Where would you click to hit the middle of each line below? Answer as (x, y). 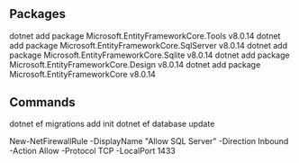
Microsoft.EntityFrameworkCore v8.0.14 (82, 74)
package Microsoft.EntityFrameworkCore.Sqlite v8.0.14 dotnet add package (149, 55)
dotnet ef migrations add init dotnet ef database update (112, 124)
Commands (43, 102)
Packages (37, 14)
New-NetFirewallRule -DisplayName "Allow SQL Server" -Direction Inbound (149, 141)
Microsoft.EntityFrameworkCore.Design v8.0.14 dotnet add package (135, 64)
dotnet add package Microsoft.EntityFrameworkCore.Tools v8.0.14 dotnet (145, 36)
